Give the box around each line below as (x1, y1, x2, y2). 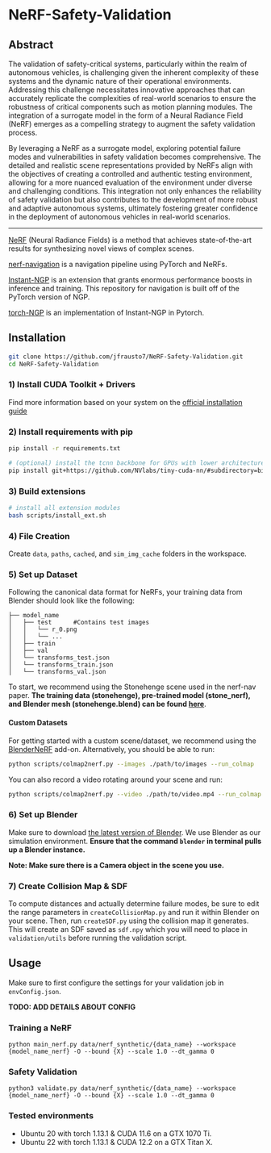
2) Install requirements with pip (8, 426, 133, 437)
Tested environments (8, 1110, 94, 1122)
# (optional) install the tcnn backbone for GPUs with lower (8, 459, 219, 467)
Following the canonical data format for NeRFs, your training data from (8, 587, 243, 597)
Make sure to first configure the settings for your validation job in (8, 978, 224, 988)
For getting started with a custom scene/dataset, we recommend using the (8, 736, 256, 746)
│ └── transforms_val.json (8, 668, 106, 676)
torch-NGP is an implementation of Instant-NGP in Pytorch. (8, 308, 204, 317)
